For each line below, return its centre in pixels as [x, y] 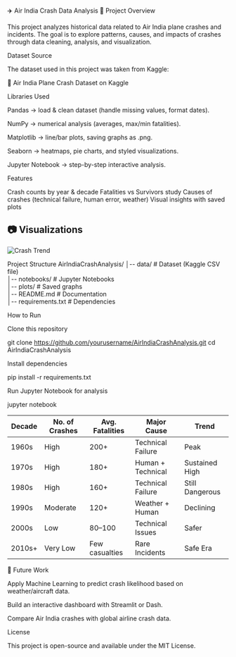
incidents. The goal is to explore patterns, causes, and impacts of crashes [114, 34]
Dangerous [203, 492]
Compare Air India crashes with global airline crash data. [89, 618]
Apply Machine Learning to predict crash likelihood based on [96, 583]
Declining [200, 508]
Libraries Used [28, 96]
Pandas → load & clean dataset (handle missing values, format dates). [109, 110]
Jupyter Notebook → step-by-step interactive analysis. [87, 164]
